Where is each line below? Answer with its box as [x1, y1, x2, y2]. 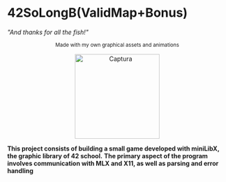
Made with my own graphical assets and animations [55, 41, 179, 48]
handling [7, 166, 33, 175]
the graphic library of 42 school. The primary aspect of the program [7, 151, 208, 160]
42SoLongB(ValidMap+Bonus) [7, 5, 188, 21]
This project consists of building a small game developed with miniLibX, [7, 144, 220, 153]
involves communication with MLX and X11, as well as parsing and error [7, 159, 219, 167]
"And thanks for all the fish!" [7, 28, 89, 36]
